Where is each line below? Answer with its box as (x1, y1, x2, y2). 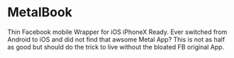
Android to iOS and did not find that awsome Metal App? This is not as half (7, 35, 225, 43)
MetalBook (7, 4, 73, 21)
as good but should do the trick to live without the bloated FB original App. (7, 42, 225, 51)
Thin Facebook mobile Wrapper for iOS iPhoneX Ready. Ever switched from (7, 28, 228, 36)
